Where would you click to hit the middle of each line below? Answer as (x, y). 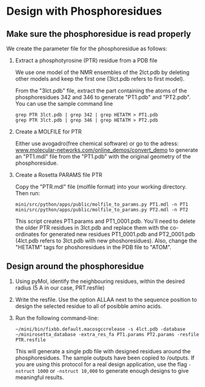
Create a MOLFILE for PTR (48, 132)
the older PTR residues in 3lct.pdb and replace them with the (92, 227)
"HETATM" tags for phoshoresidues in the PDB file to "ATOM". (93, 247)
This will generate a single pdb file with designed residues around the (103, 351)
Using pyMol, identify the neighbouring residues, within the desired (100, 281)
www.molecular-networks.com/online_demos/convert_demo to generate (106, 150)
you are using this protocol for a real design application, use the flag (101, 364)
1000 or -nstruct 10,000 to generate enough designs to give (113, 370)
